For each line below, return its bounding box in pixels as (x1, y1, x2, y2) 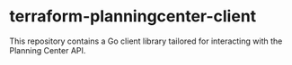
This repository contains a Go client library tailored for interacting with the (9, 36, 283, 46)
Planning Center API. (9, 45, 86, 55)
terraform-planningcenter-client (9, 6, 257, 27)
